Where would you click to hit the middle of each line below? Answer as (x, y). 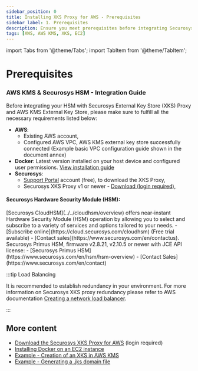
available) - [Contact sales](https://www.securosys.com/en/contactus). (93, 237)
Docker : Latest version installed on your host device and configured (97, 161)
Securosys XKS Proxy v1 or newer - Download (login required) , (100, 186)
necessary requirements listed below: (52, 118)
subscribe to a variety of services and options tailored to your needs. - (92, 225)
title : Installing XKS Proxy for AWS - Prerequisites (74, 17)
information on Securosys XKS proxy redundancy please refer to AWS (91, 292)
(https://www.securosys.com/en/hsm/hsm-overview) (71, 256)
